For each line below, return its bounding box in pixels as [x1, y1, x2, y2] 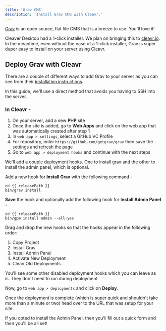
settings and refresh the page [12, 144, 73, 150]
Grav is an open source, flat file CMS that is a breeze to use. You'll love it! [5, 25, 155, 31]
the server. [5, 94, 27, 100]
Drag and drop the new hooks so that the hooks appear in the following [5, 224, 151, 230]
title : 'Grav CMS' [5, 7, 43, 12]
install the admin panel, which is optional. [5, 164, 89, 170]
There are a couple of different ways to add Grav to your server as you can [5, 73, 158, 80]
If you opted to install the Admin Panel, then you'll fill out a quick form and [5, 315, 156, 321]
